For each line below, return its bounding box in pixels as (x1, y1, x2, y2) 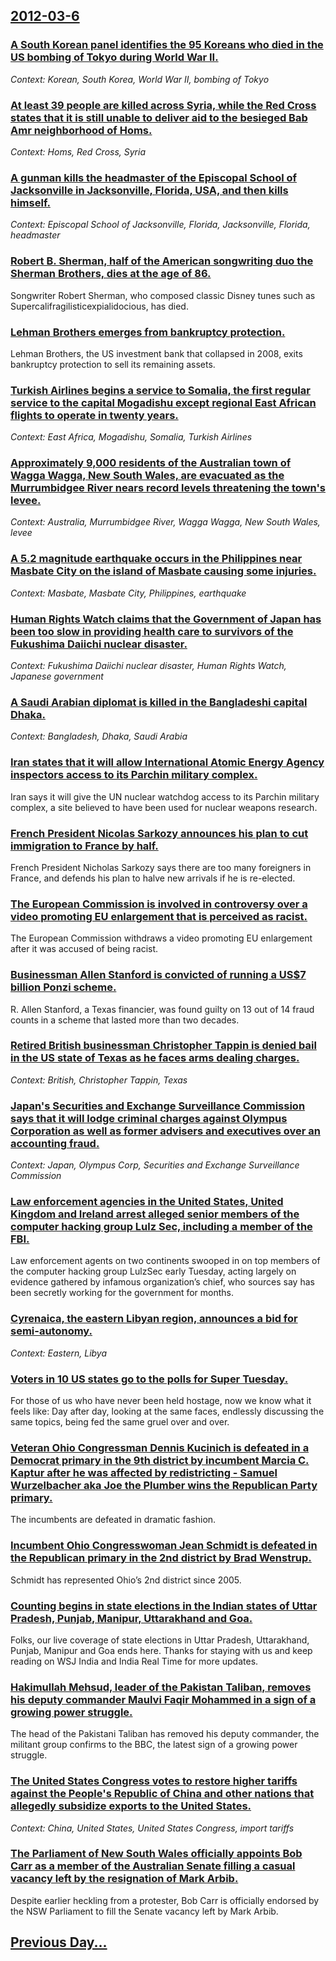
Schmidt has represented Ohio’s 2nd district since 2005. (10, 1574, 242, 1586)
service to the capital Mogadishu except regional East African (10, 395, 317, 409)
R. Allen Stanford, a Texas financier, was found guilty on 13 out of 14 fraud (10, 1003, 315, 1015)
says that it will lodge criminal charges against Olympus (10, 1111, 288, 1125)
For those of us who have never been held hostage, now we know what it (10, 1395, 312, 1407)
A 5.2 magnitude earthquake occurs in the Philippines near (10, 552, 303, 566)
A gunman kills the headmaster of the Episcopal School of (10, 170, 298, 184)
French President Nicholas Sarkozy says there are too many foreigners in (10, 861, 312, 873)
